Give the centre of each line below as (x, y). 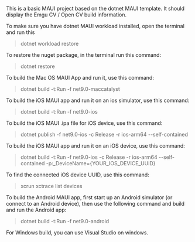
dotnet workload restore (49, 44)
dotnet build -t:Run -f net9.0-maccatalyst (70, 89)
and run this (20, 32)
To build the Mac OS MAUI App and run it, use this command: (80, 78)
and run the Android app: (36, 210)
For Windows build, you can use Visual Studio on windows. (77, 233)
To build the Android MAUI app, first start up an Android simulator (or (89, 197)
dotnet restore (37, 66)
